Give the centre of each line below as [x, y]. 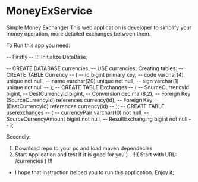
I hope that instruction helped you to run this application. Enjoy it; [94, 172]
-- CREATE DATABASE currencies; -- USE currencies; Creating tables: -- [95, 68]
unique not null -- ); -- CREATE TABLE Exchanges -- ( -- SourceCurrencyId [98, 87]
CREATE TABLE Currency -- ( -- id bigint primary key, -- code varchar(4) [95, 74]
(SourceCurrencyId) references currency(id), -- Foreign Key [79, 100]
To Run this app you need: [38, 45]
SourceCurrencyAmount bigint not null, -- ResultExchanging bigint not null [97, 119]
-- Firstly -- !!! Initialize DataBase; [47, 57]
